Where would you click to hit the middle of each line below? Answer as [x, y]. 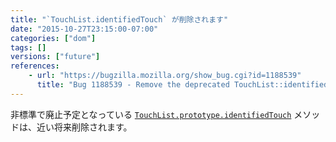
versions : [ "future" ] [55, 57]
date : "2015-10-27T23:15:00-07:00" [84, 29]
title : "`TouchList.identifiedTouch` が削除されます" [119, 19]
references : [35, 66]
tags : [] [28, 47]
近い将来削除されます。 [84, 127]
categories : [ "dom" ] [53, 38]
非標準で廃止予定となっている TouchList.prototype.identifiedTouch [151, 114]
